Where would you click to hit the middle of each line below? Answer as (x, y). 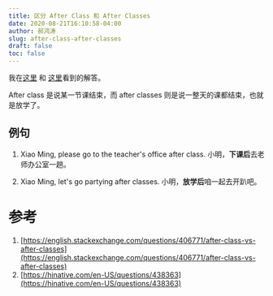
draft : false (30, 46)
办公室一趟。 (49, 164)
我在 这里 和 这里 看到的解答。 (57, 77)
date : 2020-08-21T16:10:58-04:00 (65, 24)
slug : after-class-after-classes (65, 39)
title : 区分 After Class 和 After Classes (80, 16)
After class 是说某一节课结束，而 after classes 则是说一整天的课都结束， (129, 95)
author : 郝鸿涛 (32, 31)
